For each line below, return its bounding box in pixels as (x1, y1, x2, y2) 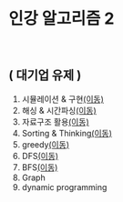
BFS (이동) (21, 161, 58, 173)
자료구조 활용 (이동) (21, 116, 89, 127)
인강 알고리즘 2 (8, 8, 115, 29)
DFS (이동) (21, 150, 59, 161)
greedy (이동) (21, 138, 70, 150)
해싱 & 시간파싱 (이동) (21, 105, 97, 116)
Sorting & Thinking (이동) (21, 127, 113, 138)
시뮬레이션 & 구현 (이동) (21, 93, 104, 105)
